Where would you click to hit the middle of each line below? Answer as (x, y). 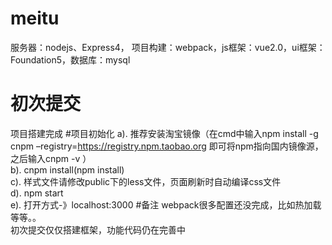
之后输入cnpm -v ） (51, 158)
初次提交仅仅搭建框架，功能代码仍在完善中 (98, 229)
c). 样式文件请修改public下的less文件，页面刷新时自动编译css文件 (146, 181)
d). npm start (37, 193)
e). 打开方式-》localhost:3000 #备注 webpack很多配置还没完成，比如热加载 (166, 204)
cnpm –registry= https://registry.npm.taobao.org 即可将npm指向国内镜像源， (167, 146)
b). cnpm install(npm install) (67, 169)
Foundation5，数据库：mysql (70, 59)
